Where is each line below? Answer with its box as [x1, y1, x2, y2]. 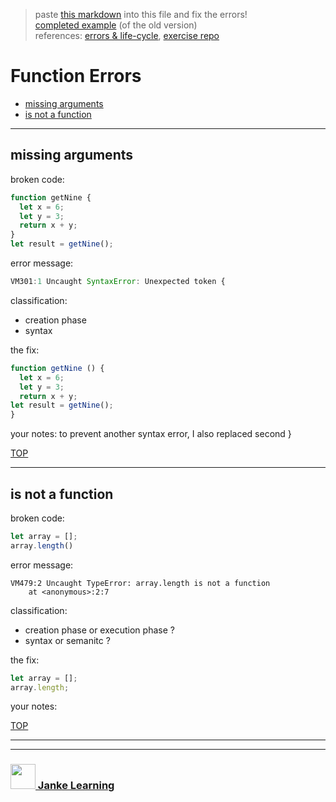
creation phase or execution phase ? [24, 624, 175, 636]
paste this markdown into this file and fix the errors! [34, 9, 248, 20]
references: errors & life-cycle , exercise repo [34, 30, 220, 41]
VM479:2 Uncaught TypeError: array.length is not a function [10, 578, 271, 588]
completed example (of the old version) [34, 19, 198, 31]
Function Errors [10, 65, 142, 88]
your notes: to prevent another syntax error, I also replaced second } [10, 428, 292, 440]
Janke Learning [37, 779, 115, 793]
